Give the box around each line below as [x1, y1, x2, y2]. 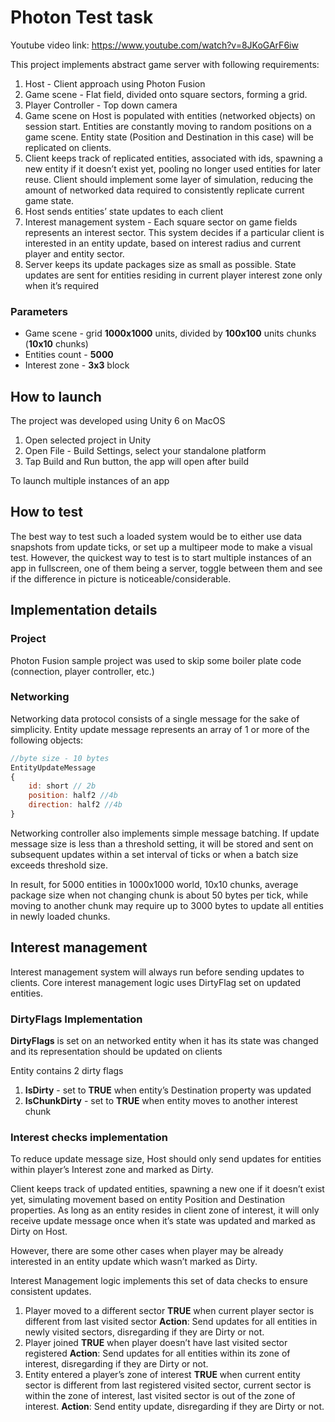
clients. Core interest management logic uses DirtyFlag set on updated [10, 976, 302, 988]
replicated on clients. [24, 141, 112, 153]
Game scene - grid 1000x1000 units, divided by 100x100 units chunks [24, 327, 317, 340]
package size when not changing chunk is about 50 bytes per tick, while [10, 889, 309, 901]
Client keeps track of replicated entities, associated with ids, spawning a [24, 152, 323, 164]
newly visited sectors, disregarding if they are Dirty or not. [24, 1326, 265, 1338]
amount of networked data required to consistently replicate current [24, 184, 305, 196]
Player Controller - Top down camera [24, 99, 178, 111]
